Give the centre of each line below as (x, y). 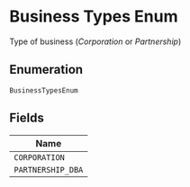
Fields (27, 118)
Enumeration (46, 70)
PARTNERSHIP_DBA (49, 169)
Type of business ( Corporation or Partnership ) (95, 41)
